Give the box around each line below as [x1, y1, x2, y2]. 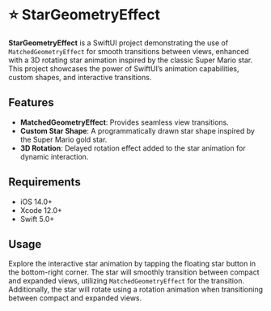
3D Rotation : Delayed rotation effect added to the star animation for [19, 143, 246, 153]
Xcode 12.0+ [19, 205, 63, 215]
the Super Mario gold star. [19, 134, 108, 144]
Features [8, 96, 54, 109]
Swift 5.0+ [19, 214, 55, 224]
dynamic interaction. [19, 151, 89, 161]
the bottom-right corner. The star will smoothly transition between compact [8, 267, 260, 277]
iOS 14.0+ [19, 197, 53, 207]
